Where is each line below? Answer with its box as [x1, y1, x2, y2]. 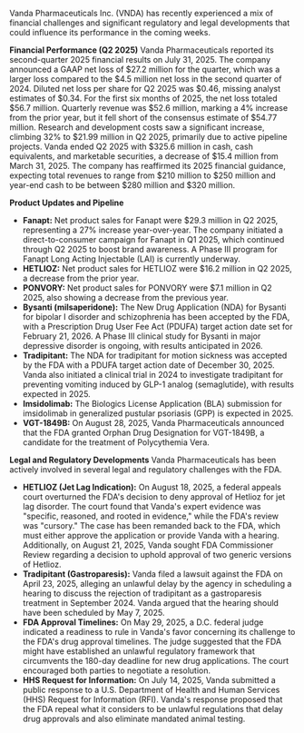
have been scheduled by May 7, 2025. [22, 608, 165, 618]
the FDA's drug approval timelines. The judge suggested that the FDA [22, 636, 282, 647]
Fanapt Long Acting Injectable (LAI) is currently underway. [22, 253, 240, 264]
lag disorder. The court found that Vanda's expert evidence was [22, 501, 261, 511]
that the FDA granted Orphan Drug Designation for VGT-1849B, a [22, 427, 265, 438]
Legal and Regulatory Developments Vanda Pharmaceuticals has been [9, 454, 277, 465]
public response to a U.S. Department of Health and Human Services [22, 685, 280, 695]
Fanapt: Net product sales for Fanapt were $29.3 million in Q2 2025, [22, 215, 279, 225]
